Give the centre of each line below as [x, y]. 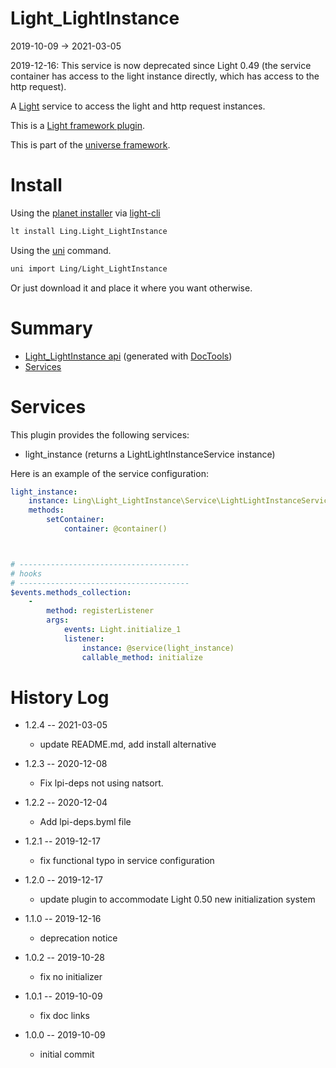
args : [58, 620]
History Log [60, 697]
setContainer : [75, 520]
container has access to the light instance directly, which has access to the [165, 76]
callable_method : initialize [142, 657]
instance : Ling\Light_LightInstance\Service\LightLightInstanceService [180, 501]
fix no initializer [71, 977]
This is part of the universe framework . [90, 144]
